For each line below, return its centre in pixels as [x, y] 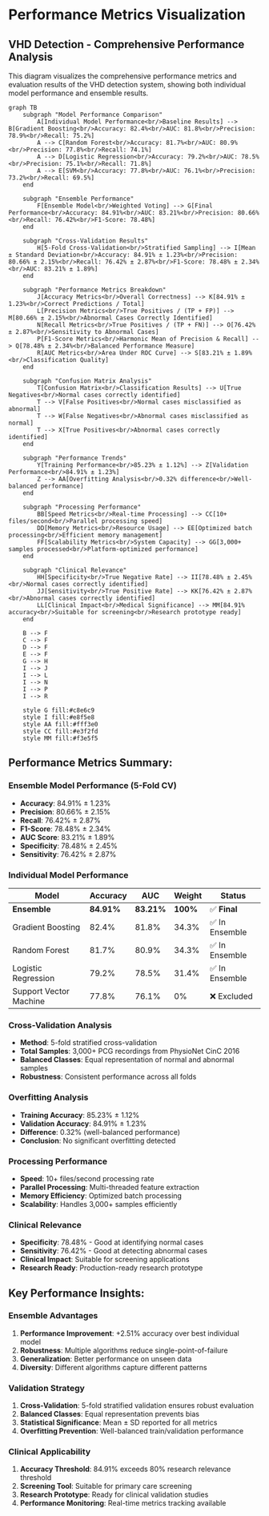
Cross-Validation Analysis [60, 1025]
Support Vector [41, 991]
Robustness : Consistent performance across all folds [108, 1077]
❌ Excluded [231, 996]
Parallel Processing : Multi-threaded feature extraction [110, 1187]
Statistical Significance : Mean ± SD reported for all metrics [118, 1422]
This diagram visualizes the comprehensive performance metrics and [123, 76]
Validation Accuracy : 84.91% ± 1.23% [83, 1124]
